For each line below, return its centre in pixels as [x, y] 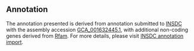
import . [15, 42]
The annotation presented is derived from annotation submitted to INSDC [94, 23]
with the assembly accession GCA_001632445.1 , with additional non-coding [97, 30]
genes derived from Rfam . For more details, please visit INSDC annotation [95, 36]
